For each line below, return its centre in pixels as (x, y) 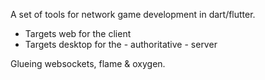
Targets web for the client (78, 33)
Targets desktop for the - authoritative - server (121, 44)
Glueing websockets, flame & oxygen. (88, 63)
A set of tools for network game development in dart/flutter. (133, 14)
